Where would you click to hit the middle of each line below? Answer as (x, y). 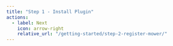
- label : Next (30, 23)
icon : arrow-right (41, 28)
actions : (17, 17)
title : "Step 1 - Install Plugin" (50, 12)
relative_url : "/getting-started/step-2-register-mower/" (92, 34)
